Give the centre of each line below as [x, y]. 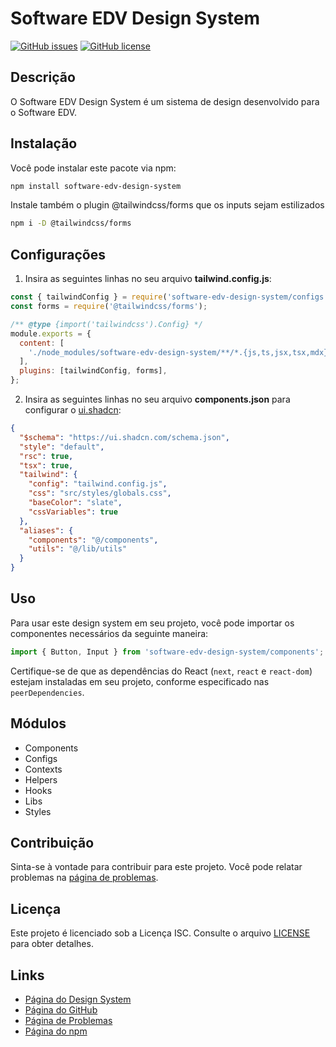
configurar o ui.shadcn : [73, 410]
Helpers [41, 779]
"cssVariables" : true [73, 512]
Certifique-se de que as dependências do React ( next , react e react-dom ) [161, 671]
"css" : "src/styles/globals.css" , [100, 493]
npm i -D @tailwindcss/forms [71, 223]
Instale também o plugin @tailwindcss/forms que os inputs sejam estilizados [167, 205]
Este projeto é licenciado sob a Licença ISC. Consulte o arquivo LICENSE [160, 933]
